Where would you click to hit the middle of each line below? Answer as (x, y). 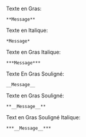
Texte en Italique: (27, 30)
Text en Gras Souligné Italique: (43, 117)
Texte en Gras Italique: (33, 52)
